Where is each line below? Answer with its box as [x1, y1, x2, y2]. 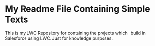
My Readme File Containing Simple [5, 3, 151, 15]
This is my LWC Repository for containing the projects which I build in [5, 30, 146, 36]
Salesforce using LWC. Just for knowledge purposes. [5, 35, 113, 41]
